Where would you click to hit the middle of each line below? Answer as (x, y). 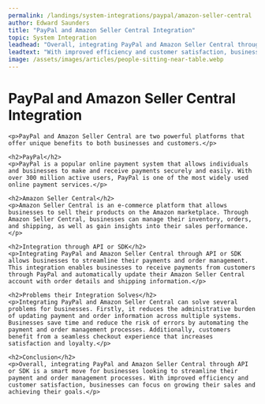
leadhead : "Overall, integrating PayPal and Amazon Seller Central (121, 45)
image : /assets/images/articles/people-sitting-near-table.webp (116, 60)
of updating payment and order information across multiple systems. (125, 316)
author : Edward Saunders (49, 23)
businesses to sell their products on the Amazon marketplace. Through (128, 212)
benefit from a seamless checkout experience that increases (111, 336)
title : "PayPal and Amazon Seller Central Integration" (102, 30)
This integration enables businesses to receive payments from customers (132, 267)
